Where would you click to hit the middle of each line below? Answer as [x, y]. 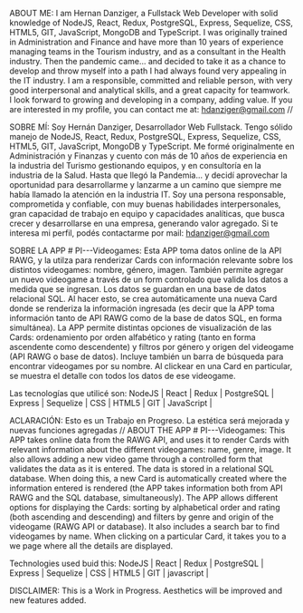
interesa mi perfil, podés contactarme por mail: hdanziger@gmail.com [139, 233]
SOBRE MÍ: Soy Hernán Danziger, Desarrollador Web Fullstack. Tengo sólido [151, 127]
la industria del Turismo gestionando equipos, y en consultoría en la [136, 165]
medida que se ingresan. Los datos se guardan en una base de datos [138, 289]
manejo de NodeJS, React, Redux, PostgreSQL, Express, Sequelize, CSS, [146, 136]
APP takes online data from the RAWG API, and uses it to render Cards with [149, 440]
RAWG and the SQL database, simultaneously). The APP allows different [144, 497]
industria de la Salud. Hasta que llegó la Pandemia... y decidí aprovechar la [148, 175]
